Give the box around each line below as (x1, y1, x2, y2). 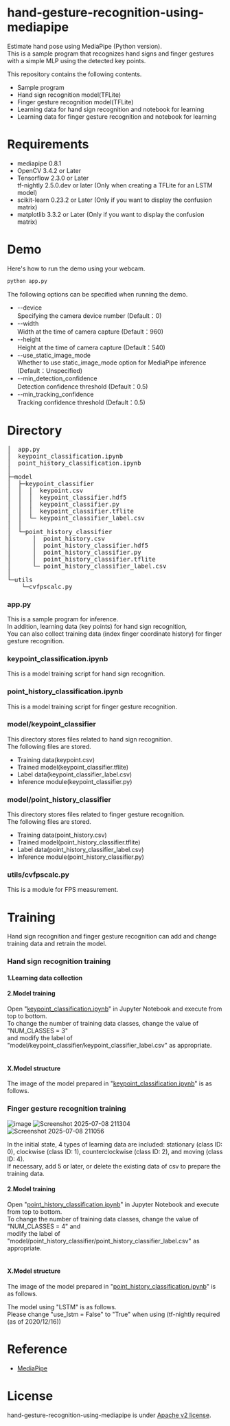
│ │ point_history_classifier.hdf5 (7, 541, 149, 549)
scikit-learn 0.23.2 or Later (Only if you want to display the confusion (16, 196, 212, 204)
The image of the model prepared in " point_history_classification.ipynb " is (7, 1282, 216, 1290)
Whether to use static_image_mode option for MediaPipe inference (16, 358, 207, 367)
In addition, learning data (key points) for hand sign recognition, (7, 622, 187, 630)
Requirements (7, 137, 89, 152)
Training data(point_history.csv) (16, 831, 108, 839)
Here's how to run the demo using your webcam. (7, 264, 146, 273)
